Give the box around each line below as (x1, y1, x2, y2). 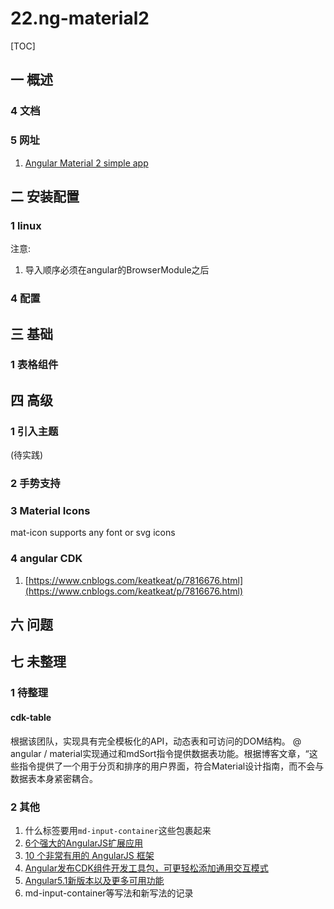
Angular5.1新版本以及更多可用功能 (24, 874, 165, 886)
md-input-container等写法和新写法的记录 (24, 887, 194, 899)
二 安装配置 (10, 188, 80, 205)
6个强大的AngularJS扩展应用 (24, 837, 143, 849)
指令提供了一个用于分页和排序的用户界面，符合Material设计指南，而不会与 (18, 760, 325, 772)
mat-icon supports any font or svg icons (10, 527, 176, 539)
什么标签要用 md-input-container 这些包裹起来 (24, 824, 212, 836)
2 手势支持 (10, 477, 61, 491)
